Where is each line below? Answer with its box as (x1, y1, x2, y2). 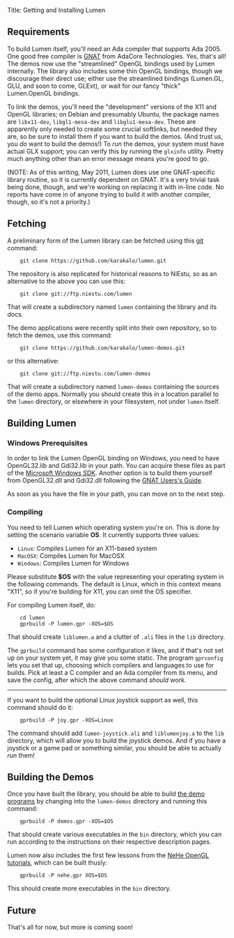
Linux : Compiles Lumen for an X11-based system (17, 544, 158, 552)
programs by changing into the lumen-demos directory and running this (7, 797, 208, 805)
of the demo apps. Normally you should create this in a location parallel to (7, 390, 219, 398)
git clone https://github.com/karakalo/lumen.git (19, 257, 167, 264)
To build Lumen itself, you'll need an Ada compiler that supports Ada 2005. (7, 45, 222, 53)
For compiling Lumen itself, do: (7, 600, 96, 609)
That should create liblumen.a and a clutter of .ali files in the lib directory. (7, 633, 226, 641)
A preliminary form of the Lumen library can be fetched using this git (7, 236, 204, 245)
